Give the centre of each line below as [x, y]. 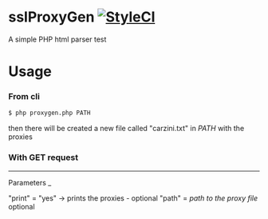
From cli [24, 97]
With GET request [43, 157]
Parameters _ [30, 182]
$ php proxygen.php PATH [49, 113]
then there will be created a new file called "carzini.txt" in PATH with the [126, 129]
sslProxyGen [51, 17]
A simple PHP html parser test [57, 39]
